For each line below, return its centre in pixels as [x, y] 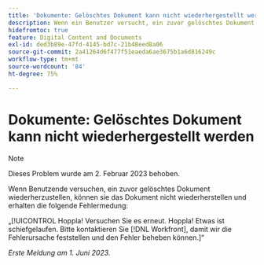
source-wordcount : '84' [47, 67]
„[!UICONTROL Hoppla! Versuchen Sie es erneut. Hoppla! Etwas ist [117, 220]
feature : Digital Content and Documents [75, 37]
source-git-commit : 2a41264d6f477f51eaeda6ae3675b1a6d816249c [112, 52]
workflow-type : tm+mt [44, 60]
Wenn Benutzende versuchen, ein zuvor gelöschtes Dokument [109, 189]
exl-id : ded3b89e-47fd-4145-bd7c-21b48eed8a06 [86, 45]
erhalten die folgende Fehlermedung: [68, 205]
